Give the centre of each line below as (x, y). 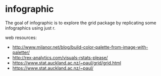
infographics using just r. (30, 28)
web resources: (21, 38)
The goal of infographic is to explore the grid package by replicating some (81, 23)
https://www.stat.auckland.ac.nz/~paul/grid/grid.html (67, 63)
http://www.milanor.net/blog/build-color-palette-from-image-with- (80, 47)
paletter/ (21, 52)
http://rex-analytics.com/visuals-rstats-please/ (60, 57)
